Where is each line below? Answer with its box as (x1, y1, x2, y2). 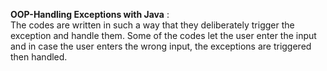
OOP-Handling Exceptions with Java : (10, 9, 170, 20)
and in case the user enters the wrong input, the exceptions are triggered (10, 40, 312, 52)
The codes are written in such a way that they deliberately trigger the (10, 19, 295, 31)
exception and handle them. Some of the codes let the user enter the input (10, 30, 317, 41)
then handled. (10, 51, 68, 63)
